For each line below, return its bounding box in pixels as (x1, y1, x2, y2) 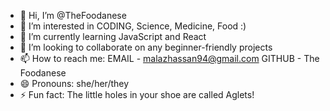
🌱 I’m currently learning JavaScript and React (19, 31, 207, 42)
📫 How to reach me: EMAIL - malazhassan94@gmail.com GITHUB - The (19, 53, 320, 64)
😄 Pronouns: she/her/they (19, 78, 130, 89)
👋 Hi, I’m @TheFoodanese (19, 10, 127, 21)
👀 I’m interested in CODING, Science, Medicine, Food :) (19, 20, 247, 32)
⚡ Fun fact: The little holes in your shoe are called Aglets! (19, 89, 255, 100)
